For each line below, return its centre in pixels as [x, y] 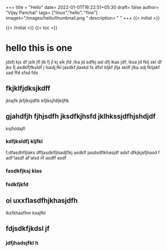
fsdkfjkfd [17, 184]
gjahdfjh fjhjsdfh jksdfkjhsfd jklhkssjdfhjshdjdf [81, 116]
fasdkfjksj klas [24, 171]
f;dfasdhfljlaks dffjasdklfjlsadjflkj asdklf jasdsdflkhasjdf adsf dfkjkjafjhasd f [83, 152]
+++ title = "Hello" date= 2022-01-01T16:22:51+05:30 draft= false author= [82, 7]
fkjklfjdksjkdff [28, 88]
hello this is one [39, 48]
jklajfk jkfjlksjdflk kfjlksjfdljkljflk [37, 101]
